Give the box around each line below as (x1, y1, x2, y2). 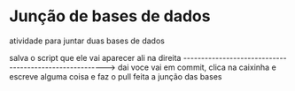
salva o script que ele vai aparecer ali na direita (9, 52, 182, 63)
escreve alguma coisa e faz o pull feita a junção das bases (9, 71, 222, 81)
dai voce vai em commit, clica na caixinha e (118, 62, 276, 72)
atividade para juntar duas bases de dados (9, 35, 166, 46)
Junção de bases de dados (9, 6, 211, 27)
